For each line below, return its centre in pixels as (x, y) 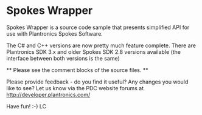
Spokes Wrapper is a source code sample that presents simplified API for (98, 27)
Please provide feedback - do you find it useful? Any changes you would (97, 82)
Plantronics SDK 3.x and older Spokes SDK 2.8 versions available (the (94, 51)
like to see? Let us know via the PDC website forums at (75, 88)
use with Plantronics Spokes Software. (55, 33)
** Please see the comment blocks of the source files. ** (77, 70)
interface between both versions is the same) (63, 58)
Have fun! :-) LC (26, 106)
